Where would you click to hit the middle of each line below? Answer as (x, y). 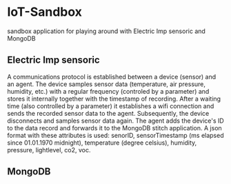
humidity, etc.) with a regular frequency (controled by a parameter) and (108, 91)
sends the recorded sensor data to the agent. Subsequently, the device (108, 113)
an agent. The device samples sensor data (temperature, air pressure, (106, 84)
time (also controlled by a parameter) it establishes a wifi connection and (111, 106)
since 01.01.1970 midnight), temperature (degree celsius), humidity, (102, 143)
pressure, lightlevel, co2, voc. (49, 150)
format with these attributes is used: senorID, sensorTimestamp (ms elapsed (115, 135)
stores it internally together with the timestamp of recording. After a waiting (114, 99)
